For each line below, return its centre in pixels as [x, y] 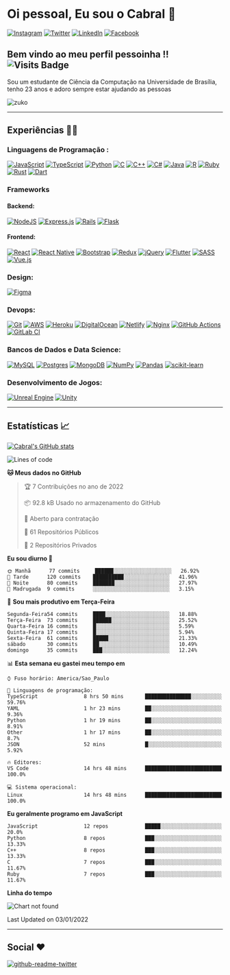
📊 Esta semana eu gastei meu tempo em [66, 663]
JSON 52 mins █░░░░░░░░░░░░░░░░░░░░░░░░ [115, 744]
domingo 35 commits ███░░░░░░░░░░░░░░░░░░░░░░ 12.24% [102, 650]
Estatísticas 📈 [38, 427]
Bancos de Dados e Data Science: [64, 350]
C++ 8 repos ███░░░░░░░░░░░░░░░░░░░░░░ [115, 850]
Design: [21, 277]
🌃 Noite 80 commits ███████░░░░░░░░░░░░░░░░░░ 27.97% [102, 583]
